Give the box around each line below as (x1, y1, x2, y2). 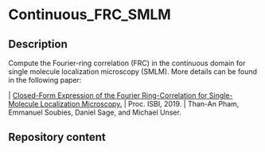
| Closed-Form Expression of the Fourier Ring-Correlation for (8, 91, 208, 100)
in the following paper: (8, 76, 82, 84)
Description (8, 37, 68, 51)
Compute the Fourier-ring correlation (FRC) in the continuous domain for (8, 58, 246, 68)
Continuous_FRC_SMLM (8, 6, 171, 24)
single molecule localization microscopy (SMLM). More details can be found (8, 67, 257, 76)
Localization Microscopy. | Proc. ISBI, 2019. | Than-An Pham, (40, 99, 240, 108)
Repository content (8, 131, 106, 144)
